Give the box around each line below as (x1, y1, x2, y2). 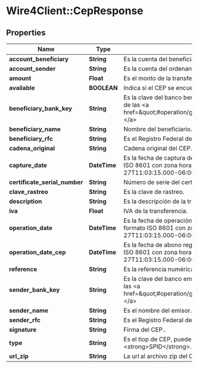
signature (9, 326, 37, 334)
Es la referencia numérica (123, 265, 194, 273)
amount (9, 74, 31, 82)
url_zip (9, 352, 29, 360)
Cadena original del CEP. (123, 144, 193, 152)
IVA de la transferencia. (123, 207, 188, 215)
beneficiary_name (9, 125, 61, 133)
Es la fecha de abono (123, 241, 181, 249)
